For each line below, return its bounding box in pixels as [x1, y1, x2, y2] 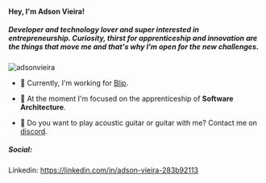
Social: [8, 145, 33, 155]
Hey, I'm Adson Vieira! [8, 6, 85, 16]
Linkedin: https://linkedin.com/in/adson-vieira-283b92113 [8, 165, 199, 175]
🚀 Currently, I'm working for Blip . [19, 77, 129, 88]
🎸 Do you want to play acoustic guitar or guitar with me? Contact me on [19, 118, 258, 127]
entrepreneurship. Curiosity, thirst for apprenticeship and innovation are [8, 33, 258, 44]
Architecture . [19, 102, 66, 112]
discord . [19, 126, 48, 136]
